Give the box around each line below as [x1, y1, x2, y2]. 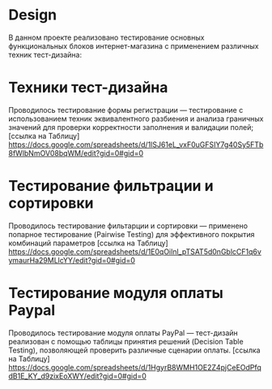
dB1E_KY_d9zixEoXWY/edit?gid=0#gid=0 [8, 371, 147, 381]
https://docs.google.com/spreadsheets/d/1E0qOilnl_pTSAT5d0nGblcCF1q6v [8, 246, 261, 257]
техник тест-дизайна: [8, 50, 83, 59]
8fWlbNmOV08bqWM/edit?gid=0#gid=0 [8, 148, 144, 158]
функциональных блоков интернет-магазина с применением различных [8, 41, 259, 50]
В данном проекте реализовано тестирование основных [8, 32, 205, 42]
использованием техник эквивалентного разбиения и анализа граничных [8, 114, 265, 123]
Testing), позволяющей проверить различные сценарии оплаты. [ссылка [8, 345, 261, 355]
